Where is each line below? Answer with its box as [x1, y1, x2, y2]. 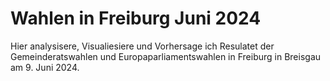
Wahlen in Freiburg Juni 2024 [10, 7, 262, 30]
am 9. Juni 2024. [10, 61, 80, 73]
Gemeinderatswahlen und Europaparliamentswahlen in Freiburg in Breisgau [10, 50, 322, 62]
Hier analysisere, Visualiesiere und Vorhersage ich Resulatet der [10, 40, 275, 52]
